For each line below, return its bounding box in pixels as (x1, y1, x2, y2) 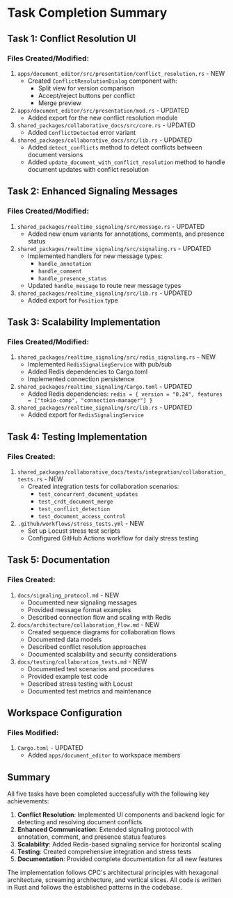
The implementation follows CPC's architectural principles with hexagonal (7, 868, 219, 877)
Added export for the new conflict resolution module (27, 113, 178, 122)
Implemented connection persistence (27, 375, 135, 383)
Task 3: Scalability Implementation (7, 316, 161, 328)
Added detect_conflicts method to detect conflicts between (27, 143, 203, 151)
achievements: (7, 797, 49, 805)
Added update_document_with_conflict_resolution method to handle (27, 158, 225, 166)
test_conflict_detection (38, 506, 111, 513)
